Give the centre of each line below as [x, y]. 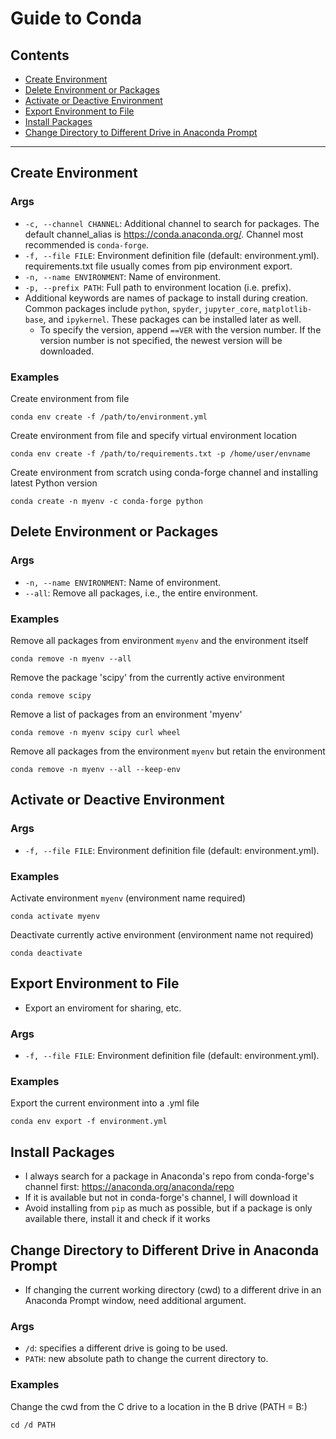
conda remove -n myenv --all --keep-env [96, 769]
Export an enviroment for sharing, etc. [103, 1008]
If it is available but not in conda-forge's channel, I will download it [161, 1198]
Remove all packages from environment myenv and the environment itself [159, 640]
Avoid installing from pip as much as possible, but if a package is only [168, 1208]
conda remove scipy [51, 695]
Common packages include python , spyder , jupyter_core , [142, 308]
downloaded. [67, 351]
